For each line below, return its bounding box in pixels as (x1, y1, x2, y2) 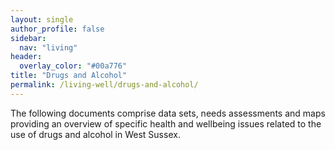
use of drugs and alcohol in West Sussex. (10, 128, 181, 140)
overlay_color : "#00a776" (19, 61, 128, 71)
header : (10, 52, 43, 62)
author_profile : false (10, 24, 105, 34)
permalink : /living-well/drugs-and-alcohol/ (10, 80, 199, 90)
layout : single (10, 14, 74, 25)
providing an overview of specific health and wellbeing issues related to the (10, 117, 322, 130)
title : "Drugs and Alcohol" (10, 71, 128, 81)
